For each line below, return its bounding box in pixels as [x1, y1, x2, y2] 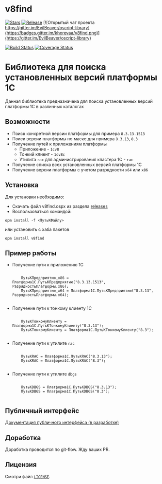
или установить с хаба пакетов [5, 226, 69, 232]
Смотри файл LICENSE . [5, 473, 50, 479]
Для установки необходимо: [5, 194, 65, 200]
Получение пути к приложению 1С [12, 262, 84, 268]
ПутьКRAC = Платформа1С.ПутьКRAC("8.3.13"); [21, 354, 113, 359]
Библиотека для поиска [5, 62, 106, 73]
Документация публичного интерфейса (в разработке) [5, 420, 119, 426]
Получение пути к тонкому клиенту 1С [12, 305, 92, 311]
